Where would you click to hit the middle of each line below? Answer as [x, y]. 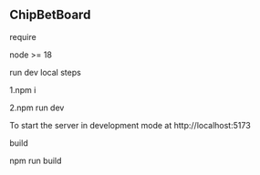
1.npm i [23, 89]
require [23, 36]
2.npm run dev [37, 108]
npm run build [36, 160]
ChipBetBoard [50, 15]
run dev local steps [46, 72]
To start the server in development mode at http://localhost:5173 [130, 125]
